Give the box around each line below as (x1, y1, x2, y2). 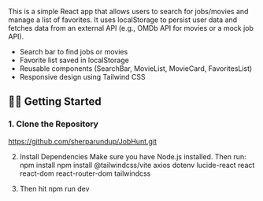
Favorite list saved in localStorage (19, 55, 130, 65)
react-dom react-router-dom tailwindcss (19, 169, 151, 178)
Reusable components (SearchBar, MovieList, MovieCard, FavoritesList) (19, 64, 253, 73)
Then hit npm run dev (19, 184, 90, 193)
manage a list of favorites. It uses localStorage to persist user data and (8, 15, 238, 24)
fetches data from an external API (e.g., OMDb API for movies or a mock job (8, 24, 254, 32)
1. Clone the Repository (8, 118, 98, 129)
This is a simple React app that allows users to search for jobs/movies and (8, 7, 249, 16)
